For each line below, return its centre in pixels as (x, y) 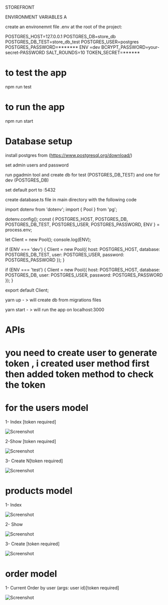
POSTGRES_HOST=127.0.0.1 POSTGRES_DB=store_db (61, 36)
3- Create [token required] (32, 544)
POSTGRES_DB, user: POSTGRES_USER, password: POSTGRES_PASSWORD (84, 275)
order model (31, 574)
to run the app (35, 107)
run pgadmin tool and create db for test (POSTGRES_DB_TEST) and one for (83, 175)
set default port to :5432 (31, 190)
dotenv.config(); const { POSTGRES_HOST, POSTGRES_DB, (67, 219)
